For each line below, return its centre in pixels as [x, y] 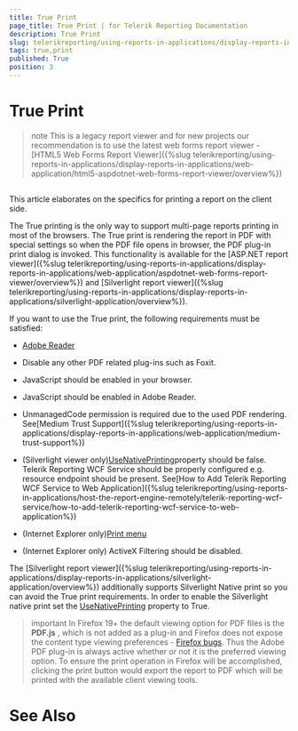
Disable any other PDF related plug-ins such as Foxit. [119, 363]
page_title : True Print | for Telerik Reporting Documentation [129, 26]
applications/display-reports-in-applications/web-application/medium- [151, 433]
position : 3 [31, 68]
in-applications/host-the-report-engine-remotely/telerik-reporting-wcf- [152, 498]
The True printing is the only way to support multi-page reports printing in [144, 226]
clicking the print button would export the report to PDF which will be [157, 671]
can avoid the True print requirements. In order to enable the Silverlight [139, 597]
